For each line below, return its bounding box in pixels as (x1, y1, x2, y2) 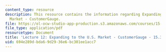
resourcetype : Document (5, 30, 54, 35)
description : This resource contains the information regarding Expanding (5, 12, 163, 17)
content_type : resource (5, 7, 54, 12)
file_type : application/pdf (5, 26, 63, 31)
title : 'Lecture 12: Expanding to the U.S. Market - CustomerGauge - (5, 35, 152, 40)
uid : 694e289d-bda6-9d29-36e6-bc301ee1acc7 (5, 40, 96, 45)
